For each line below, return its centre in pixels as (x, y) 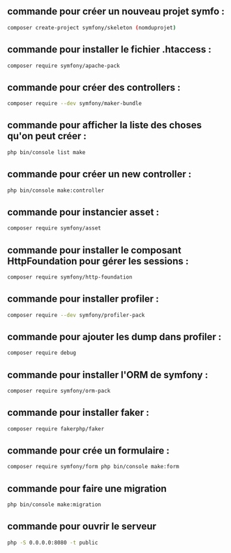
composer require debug (42, 353)
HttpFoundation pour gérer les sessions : (98, 261)
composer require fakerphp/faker (56, 429)
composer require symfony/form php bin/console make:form (93, 467)
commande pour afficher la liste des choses (105, 125)
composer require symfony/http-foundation (70, 277)
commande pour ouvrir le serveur (82, 527)
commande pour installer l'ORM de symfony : (107, 375)
